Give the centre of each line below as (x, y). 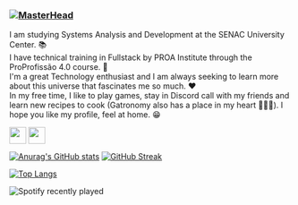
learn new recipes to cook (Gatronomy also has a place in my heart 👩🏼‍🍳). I (146, 105)
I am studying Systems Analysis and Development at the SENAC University (147, 35)
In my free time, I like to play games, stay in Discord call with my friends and (149, 96)
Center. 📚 (28, 45)
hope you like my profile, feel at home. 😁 (85, 115)
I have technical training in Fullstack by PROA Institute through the (131, 57)
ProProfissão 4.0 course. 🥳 (59, 67)
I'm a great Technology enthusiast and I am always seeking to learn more (144, 77)
